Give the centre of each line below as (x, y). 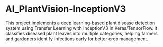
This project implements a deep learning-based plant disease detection (80, 23)
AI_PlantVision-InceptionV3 (66, 9)
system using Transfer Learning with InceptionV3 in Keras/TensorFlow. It (81, 28)
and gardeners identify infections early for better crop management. (77, 39)
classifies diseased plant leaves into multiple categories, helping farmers (81, 33)
